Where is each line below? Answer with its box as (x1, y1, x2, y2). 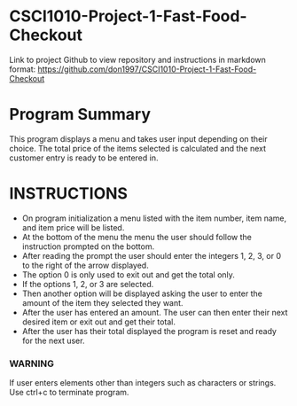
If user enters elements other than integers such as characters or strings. (9, 378, 277, 388)
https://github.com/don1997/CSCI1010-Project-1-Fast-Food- (37, 64, 257, 74)
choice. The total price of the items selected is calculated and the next (9, 143, 266, 153)
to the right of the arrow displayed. (21, 260, 149, 270)
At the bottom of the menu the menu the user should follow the (21, 231, 253, 242)
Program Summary (9, 105, 152, 125)
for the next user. (21, 335, 85, 346)
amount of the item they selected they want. (21, 297, 184, 308)
